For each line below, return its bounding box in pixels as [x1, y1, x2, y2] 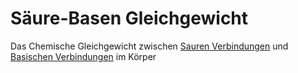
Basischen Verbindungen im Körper [10, 50, 157, 62]
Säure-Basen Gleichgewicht [10, 7, 249, 30]
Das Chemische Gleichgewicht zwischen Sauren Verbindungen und [10, 40, 289, 52]
